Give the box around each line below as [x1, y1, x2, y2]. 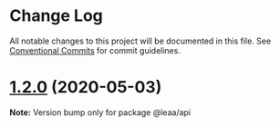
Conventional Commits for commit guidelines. [9, 44, 181, 55]
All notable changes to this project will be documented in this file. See [9, 35, 272, 46]
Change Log [9, 5, 103, 26]
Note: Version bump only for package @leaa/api [9, 106, 192, 118]
